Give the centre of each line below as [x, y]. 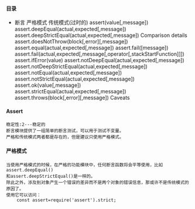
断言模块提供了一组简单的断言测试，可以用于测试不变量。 [65, 131]
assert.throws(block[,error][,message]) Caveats [72, 98]
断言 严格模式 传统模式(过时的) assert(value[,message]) [81, 22]
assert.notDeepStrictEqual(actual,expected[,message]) [81, 66]
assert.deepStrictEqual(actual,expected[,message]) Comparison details [101, 35]
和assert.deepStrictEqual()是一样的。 [51, 176]
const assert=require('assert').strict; [66, 200]
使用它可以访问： [24, 195]
